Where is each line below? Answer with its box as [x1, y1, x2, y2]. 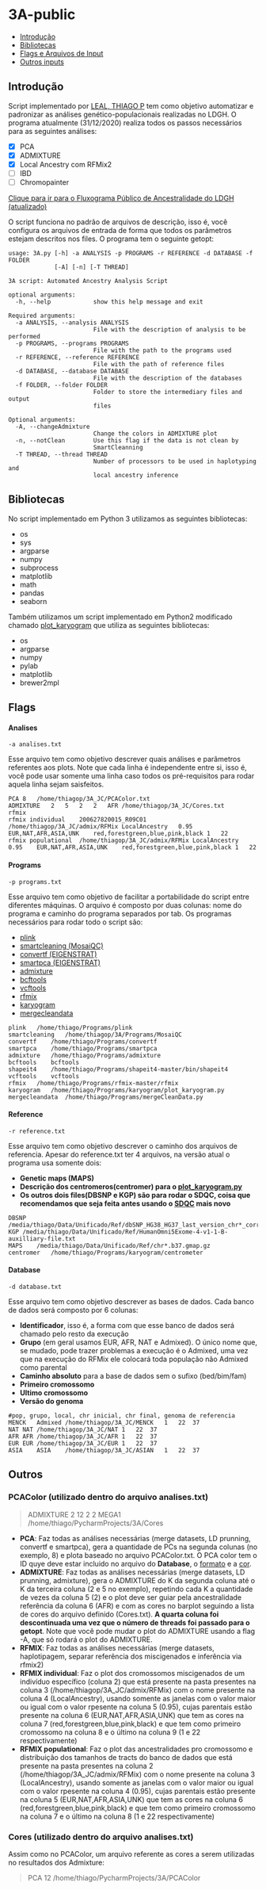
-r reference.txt [8, 1127, 66, 1135]
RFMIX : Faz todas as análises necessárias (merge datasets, [19, 1643, 215, 1652]
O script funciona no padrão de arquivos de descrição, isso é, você [8, 217, 228, 227]
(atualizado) [8, 202, 47, 212]
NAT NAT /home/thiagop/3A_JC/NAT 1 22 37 [8, 1425, 158, 1434]
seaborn [19, 596, 47, 606]
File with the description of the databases [93, 374, 243, 382]
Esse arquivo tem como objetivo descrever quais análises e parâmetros [8, 755, 241, 764]
